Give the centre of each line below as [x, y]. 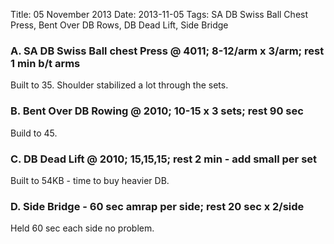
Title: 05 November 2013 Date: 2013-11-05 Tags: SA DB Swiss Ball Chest [159, 14]
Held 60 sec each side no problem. [82, 228]
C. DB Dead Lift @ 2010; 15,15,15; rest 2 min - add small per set [164, 159]
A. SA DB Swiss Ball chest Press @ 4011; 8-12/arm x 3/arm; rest [167, 51]
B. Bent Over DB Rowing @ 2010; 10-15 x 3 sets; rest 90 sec [157, 111]
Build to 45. [34, 133]
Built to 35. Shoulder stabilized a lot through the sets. [119, 85]
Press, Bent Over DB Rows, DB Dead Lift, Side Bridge [119, 25]
